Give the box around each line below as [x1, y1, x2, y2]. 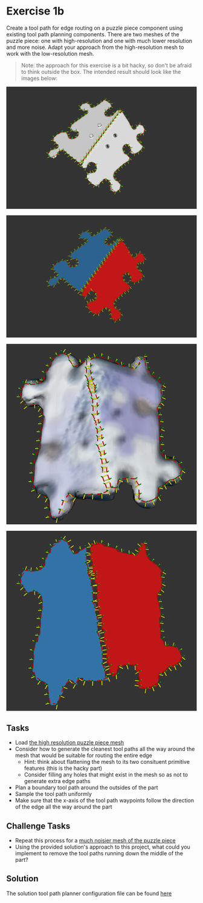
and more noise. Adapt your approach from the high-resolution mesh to [6, 44, 184, 51]
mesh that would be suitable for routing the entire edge [14, 752, 152, 759]
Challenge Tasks [6, 821, 71, 831]
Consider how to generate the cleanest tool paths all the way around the [14, 746, 195, 753]
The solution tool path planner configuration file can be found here [6, 890, 172, 897]
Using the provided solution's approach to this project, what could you [14, 843, 190, 851]
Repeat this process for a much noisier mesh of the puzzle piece [14, 837, 176, 844]
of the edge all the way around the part [14, 803, 113, 810]
